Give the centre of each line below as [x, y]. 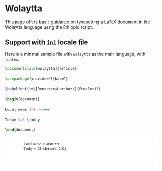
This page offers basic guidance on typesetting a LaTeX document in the [78, 22]
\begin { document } [23, 99]
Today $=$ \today [23, 120]
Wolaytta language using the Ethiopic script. [49, 27]
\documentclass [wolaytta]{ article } [41, 68]
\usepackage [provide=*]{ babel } [37, 79]
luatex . [12, 59]
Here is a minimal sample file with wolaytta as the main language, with [75, 54]
